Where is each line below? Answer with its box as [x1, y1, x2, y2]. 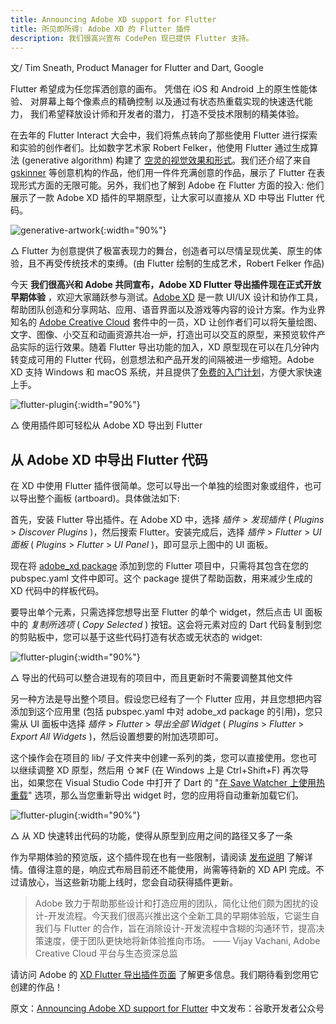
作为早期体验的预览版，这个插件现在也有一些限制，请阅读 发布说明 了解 [10, 851, 305, 863]
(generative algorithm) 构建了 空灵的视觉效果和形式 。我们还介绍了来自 [21, 154, 312, 166]
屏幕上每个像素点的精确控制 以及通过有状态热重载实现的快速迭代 [38, 96, 305, 108]
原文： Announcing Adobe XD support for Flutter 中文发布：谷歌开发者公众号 [10, 1002, 325, 1015]
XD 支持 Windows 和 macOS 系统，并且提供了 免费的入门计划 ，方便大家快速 [10, 366, 323, 378]
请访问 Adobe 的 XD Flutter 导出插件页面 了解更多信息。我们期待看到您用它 [10, 969, 320, 981]
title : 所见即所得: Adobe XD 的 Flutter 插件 [10, 24, 192, 34]
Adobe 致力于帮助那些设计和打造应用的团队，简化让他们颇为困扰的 [34, 897, 311, 910]
